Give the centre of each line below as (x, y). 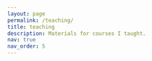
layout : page (26, 14)
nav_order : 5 (26, 46)
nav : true (22, 40)
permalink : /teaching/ (40, 20)
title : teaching (31, 27)
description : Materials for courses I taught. (77, 33)
